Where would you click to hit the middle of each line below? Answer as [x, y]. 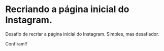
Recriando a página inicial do [67, 9]
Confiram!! [16, 43]
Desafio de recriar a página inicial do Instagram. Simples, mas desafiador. [82, 34]
